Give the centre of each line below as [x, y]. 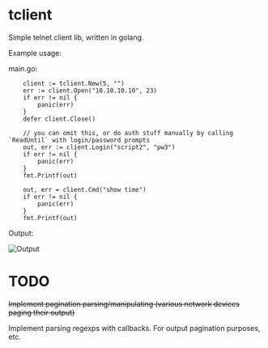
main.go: [23, 68]
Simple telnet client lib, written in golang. [76, 37]
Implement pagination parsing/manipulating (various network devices [124, 303]
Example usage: [35, 53]
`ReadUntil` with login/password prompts [79, 140]
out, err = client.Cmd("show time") [85, 189]
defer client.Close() [59, 119]
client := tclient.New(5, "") [74, 83]
